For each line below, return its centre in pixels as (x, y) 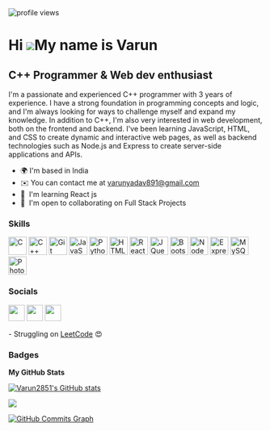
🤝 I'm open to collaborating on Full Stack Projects (103, 203)
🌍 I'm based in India (54, 170)
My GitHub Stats (37, 372)
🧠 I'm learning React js (58, 194)
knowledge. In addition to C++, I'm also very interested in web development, (135, 120)
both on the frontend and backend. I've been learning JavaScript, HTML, (129, 129)
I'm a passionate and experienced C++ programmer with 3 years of (120, 94)
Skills (19, 224)
